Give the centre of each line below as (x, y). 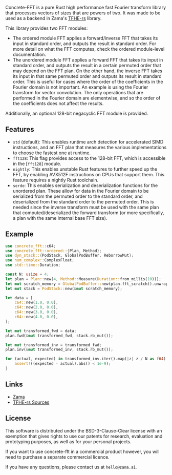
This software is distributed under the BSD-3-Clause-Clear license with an (84, 430)
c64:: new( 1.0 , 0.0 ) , (36, 303)
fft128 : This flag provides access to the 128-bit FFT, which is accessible (89, 158)
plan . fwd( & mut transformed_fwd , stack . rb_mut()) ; (59, 336)
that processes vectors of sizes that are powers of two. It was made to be (83, 13)
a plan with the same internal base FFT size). (60, 218)
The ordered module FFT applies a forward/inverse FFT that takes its (85, 38)
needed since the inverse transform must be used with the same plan (86, 207)
